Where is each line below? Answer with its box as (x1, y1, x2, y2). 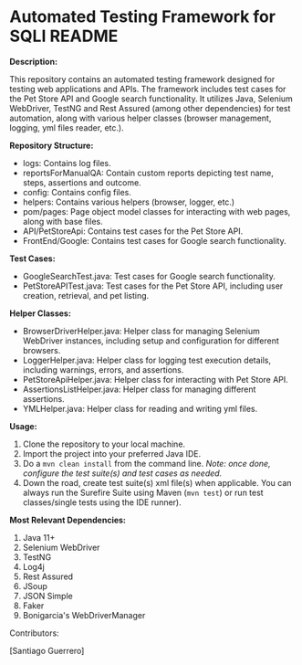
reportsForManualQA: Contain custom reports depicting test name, (22, 167, 274, 178)
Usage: (9, 420, 38, 431)
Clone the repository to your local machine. (22, 438, 185, 449)
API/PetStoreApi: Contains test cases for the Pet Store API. (22, 226, 244, 237)
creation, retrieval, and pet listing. (22, 290, 150, 301)
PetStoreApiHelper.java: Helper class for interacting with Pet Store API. (22, 374, 289, 385)
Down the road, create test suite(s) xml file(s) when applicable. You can (22, 477, 292, 488)
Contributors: (9, 628, 59, 639)
